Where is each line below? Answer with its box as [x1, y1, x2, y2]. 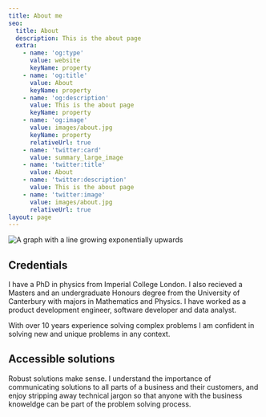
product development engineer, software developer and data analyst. [8, 306, 237, 315]
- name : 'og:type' [22, 49, 84, 57]
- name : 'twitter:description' [22, 176, 127, 184]
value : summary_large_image [29, 153, 124, 161]
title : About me [8, 11, 62, 20]
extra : [15, 42, 38, 50]
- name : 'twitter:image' [22, 190, 106, 199]
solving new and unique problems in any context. [8, 330, 171, 339]
